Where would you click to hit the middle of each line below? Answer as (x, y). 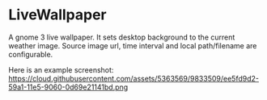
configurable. (31, 54)
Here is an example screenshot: (61, 69)
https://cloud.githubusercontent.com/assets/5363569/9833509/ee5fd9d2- (133, 78)
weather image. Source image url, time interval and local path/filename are (133, 45)
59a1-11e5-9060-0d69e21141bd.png (68, 87)
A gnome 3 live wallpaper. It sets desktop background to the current (122, 37)
